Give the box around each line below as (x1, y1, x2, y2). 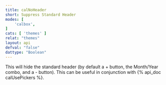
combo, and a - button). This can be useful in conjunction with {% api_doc (5, 69, 161, 75)
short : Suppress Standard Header (5, 12, 76, 17)
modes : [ (5, 17, 24, 22)
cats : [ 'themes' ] (5, 31, 47, 36)
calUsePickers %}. (5, 74, 44, 80)
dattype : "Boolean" (5, 50, 47, 55)
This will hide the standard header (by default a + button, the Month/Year (5, 64, 159, 70)
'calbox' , (14, 21, 36, 27)
